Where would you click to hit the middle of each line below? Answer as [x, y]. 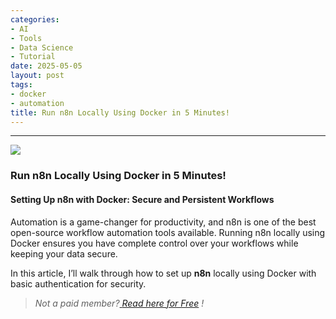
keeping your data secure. [64, 253]
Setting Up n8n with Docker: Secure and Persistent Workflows [142, 199]
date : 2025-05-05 [46, 66]
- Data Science [42, 47]
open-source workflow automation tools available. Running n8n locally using [168, 232]
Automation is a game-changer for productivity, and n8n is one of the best [163, 222]
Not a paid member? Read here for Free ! [119, 303]
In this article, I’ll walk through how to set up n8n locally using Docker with [163, 273]
